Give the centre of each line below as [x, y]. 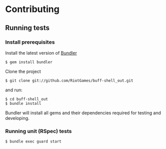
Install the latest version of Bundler [41, 53]
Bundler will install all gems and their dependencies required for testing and [83, 113]
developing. [17, 118]
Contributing [32, 9]
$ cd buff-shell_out [27, 99]
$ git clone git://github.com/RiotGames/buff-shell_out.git [69, 81]
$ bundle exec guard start [33, 141]
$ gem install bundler [29, 62]
